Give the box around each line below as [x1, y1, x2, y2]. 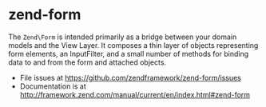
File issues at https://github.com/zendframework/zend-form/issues [19, 73, 241, 82]
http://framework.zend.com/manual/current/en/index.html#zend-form [19, 89, 250, 99]
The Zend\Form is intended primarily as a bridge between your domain [8, 32, 237, 42]
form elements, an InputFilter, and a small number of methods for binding [8, 49, 249, 58]
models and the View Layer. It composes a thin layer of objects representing [8, 40, 259, 50]
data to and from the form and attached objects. [8, 57, 166, 67]
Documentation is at [19, 81, 86, 91]
